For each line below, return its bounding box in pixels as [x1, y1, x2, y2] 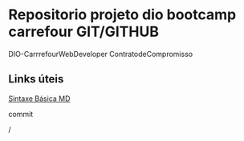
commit [8, 109, 34, 119]
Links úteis [8, 72, 64, 86]
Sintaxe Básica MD [8, 94, 71, 103]
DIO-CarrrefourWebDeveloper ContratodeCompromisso [8, 49, 193, 58]
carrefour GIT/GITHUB [8, 22, 159, 41]
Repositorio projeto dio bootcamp [8, 6, 237, 24]
